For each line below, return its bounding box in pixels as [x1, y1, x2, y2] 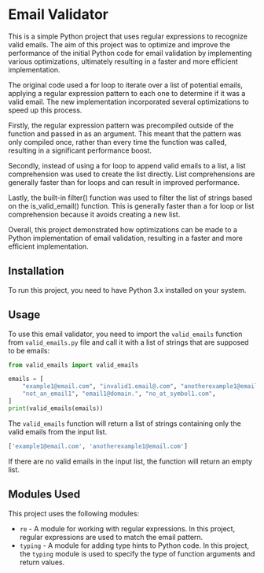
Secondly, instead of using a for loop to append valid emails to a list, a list [8, 161, 246, 170]
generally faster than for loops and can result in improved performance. [8, 177, 240, 187]
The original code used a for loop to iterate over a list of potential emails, [8, 80, 244, 90]
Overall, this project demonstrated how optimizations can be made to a [8, 224, 238, 234]
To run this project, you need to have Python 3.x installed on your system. [8, 285, 247, 294]
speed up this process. [8, 105, 82, 115]
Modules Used [8, 488, 81, 501]
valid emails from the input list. [8, 427, 108, 436]
